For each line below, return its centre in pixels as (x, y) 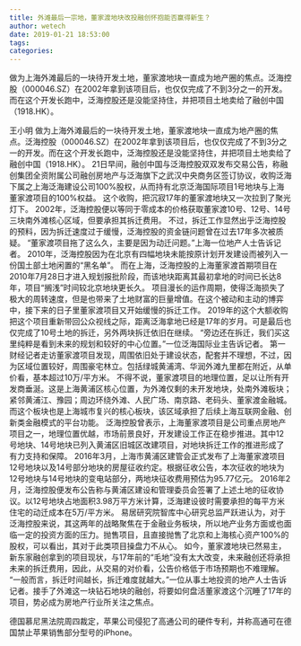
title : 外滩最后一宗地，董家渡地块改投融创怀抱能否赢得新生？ (110, 18)
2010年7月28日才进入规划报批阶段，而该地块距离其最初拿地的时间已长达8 (146, 277)
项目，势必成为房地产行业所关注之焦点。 (84, 602)
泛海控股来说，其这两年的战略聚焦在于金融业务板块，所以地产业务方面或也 (146, 524)
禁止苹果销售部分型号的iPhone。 (77, 633)
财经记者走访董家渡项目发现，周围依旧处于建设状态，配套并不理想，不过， (146, 355)
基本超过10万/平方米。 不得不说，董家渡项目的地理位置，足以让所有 (157, 377)
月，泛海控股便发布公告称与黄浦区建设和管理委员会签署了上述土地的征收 (142, 490)
